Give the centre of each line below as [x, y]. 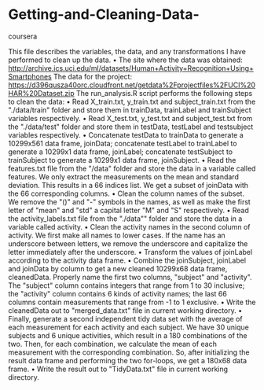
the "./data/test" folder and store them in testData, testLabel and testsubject [131, 127]
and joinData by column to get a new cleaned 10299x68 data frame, [118, 268]
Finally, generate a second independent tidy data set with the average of [125, 318]
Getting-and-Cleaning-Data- [104, 15]
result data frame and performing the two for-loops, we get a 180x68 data [128, 360]
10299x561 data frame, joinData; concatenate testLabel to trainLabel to [123, 143]
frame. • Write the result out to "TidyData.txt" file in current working [118, 369]
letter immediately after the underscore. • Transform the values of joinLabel [130, 252]
